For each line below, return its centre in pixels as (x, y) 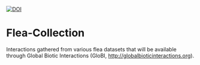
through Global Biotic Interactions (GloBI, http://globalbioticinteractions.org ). (100, 56)
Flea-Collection (46, 33)
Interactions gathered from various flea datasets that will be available (91, 49)
